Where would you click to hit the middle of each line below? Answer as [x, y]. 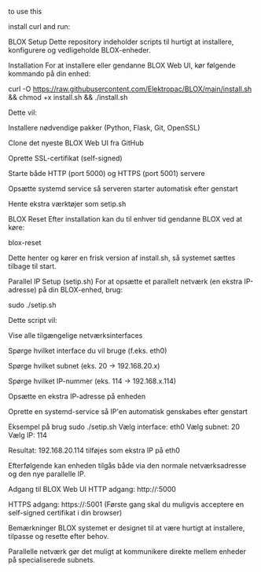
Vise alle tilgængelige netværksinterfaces [75, 335]
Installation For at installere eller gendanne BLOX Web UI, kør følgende [122, 65]
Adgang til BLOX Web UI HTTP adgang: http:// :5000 [92, 489]
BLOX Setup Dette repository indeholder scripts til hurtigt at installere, [121, 42]
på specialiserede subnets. [52, 560]
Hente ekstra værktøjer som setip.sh [67, 204]
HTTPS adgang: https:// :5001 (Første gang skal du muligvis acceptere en [126, 504]
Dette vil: [23, 112]
